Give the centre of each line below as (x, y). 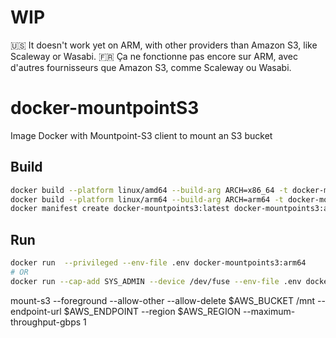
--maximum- (269, 311)
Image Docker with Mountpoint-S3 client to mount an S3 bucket (141, 135)
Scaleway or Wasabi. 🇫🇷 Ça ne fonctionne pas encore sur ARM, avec (154, 56)
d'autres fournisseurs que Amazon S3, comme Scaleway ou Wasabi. (151, 67)
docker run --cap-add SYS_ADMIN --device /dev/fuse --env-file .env (156, 281)
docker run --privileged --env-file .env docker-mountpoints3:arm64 (158, 263)
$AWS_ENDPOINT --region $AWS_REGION (152, 311)
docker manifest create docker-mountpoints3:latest (120, 209)
